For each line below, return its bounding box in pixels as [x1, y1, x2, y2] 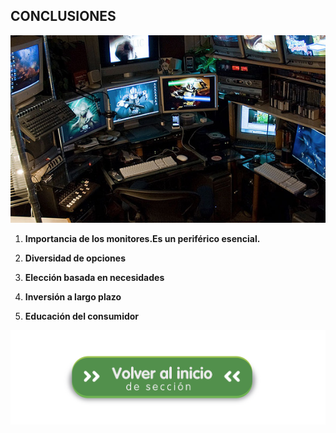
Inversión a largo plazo [24, 290, 122, 303]
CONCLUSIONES [10, 8, 117, 25]
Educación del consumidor [24, 310, 140, 322]
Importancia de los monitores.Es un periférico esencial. [24, 232, 261, 244]
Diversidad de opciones [24, 252, 127, 264]
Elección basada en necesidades [24, 271, 165, 283]
